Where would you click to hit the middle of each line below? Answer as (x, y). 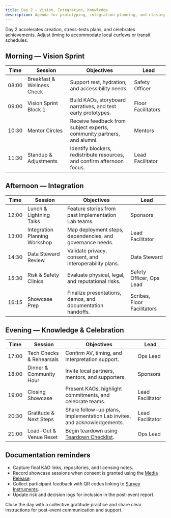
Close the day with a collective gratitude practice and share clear (74, 504)
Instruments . (26, 489)
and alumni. (84, 140)
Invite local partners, (90, 371)
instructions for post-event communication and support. (64, 510)
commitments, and (88, 395)
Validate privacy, (87, 251)
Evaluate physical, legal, (96, 275)
